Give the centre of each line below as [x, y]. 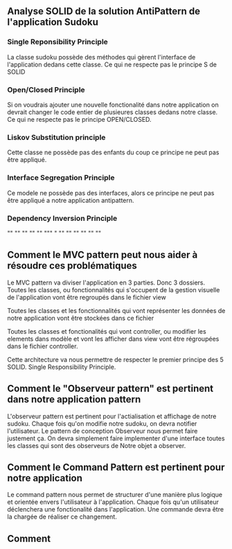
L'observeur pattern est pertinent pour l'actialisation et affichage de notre [112, 416]
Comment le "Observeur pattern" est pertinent [110, 389]
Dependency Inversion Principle [62, 218]
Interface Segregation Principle [61, 178]
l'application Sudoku [53, 22]
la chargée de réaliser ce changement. [62, 517]
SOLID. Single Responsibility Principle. [62, 367]
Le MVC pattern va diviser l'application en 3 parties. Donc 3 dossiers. [106, 282]
